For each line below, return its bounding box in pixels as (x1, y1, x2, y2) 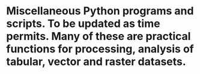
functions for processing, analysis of (6, 42, 194, 56)
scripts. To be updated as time (6, 17, 160, 30)
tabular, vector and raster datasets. (6, 55, 186, 69)
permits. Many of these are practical (6, 30, 191, 43)
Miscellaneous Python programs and (6, 4, 194, 18)
